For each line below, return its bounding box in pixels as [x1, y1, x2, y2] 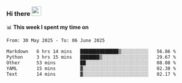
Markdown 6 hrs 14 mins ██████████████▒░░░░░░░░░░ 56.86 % [6, 48, 176, 55]
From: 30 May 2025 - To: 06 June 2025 [6, 38, 105, 44]
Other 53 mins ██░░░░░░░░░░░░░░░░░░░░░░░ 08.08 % [6, 59, 176, 66]
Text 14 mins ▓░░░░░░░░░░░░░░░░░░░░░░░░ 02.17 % [6, 71, 176, 77]
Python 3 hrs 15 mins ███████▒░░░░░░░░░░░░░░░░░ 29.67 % [6, 55, 176, 61]
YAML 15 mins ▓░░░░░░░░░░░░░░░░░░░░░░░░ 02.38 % [6, 65, 176, 71]
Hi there [6, 9, 31, 18]
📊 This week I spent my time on [6, 24, 89, 31]
